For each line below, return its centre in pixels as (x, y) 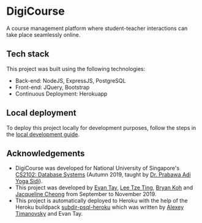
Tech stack (28, 54)
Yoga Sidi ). (29, 181)
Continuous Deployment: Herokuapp (61, 94)
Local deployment (41, 113)
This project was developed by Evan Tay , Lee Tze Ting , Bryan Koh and (104, 187)
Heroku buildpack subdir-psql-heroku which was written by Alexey (99, 207)
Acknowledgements (46, 153)
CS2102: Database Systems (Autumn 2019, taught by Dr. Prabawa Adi (103, 175)
